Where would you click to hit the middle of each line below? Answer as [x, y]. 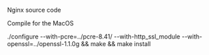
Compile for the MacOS [40, 23]
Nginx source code [34, 10]
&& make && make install [116, 44]
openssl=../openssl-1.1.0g [43, 44]
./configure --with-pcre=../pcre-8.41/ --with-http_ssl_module [94, 36]
